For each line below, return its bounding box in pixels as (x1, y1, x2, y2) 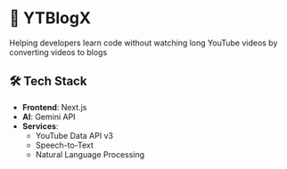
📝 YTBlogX (9, 8, 92, 28)
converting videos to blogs (9, 46, 108, 57)
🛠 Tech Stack (9, 74, 87, 89)
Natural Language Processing (35, 149, 145, 159)
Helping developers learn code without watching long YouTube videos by (9, 37, 278, 48)
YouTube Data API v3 (35, 130, 114, 141)
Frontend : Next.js (21, 101, 87, 112)
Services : (21, 120, 59, 132)
